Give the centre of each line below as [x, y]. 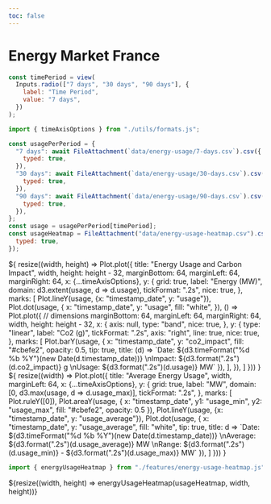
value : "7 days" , [52, 100]
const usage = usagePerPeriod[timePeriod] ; [83, 227]
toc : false [27, 16]
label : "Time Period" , [61, 92]
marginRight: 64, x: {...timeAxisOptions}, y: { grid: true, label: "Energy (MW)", [135, 281]
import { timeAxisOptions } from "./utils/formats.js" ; [104, 129]
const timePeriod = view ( [52, 77]
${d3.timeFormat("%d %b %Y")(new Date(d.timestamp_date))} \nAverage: [132, 435]
